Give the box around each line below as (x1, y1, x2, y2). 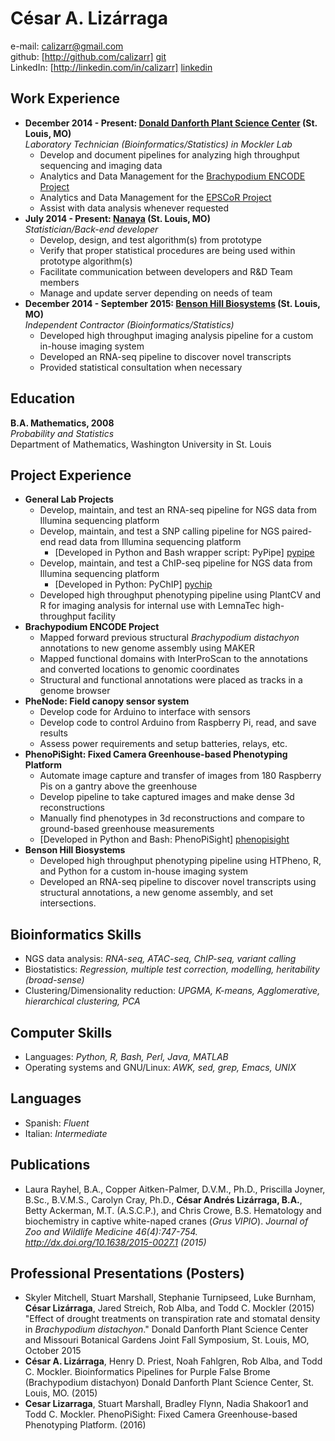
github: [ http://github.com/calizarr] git (10, 50, 167, 62)
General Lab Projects (24, 493, 114, 506)
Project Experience (10, 467, 132, 484)
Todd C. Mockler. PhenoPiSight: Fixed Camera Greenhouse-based (24, 1408, 298, 1421)
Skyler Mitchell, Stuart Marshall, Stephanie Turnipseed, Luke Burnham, (24, 1292, 317, 1304)
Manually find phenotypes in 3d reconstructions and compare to (39, 812, 305, 824)
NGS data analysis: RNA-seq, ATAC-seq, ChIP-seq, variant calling (24, 953, 297, 965)
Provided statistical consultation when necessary (39, 361, 243, 373)
